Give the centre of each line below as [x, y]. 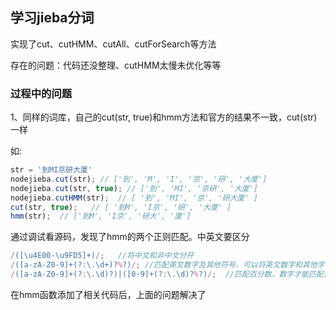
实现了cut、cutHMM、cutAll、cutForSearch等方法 [113, 44]
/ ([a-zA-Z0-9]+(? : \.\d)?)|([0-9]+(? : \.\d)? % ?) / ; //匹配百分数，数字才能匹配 [167, 274]
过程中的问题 [41, 93]
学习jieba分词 [52, 18]
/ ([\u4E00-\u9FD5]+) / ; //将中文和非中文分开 [102, 256]
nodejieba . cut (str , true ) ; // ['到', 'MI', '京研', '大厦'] [134, 188]
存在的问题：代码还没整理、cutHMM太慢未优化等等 [116, 65]
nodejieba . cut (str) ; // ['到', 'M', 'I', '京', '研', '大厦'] [139, 179]
